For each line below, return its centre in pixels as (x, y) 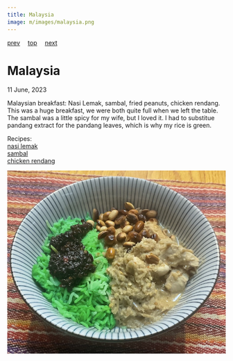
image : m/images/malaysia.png (51, 22)
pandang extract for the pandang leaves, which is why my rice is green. (110, 126)
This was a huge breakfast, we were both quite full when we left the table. (113, 110)
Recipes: (20, 139)
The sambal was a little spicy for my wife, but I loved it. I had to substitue (111, 118)
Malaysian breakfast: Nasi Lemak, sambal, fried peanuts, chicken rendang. (114, 103)
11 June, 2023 (27, 90)
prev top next (32, 42)
